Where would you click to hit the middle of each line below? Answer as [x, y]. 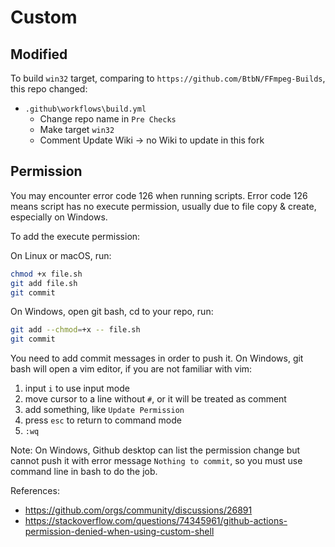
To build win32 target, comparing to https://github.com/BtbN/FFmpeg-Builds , [168, 78]
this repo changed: [49, 89]
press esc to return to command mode [103, 420]
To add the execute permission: [75, 236]
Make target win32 [77, 129]
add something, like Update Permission [104, 410]
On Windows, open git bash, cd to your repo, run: [112, 312]
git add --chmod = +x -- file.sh [75, 330]
